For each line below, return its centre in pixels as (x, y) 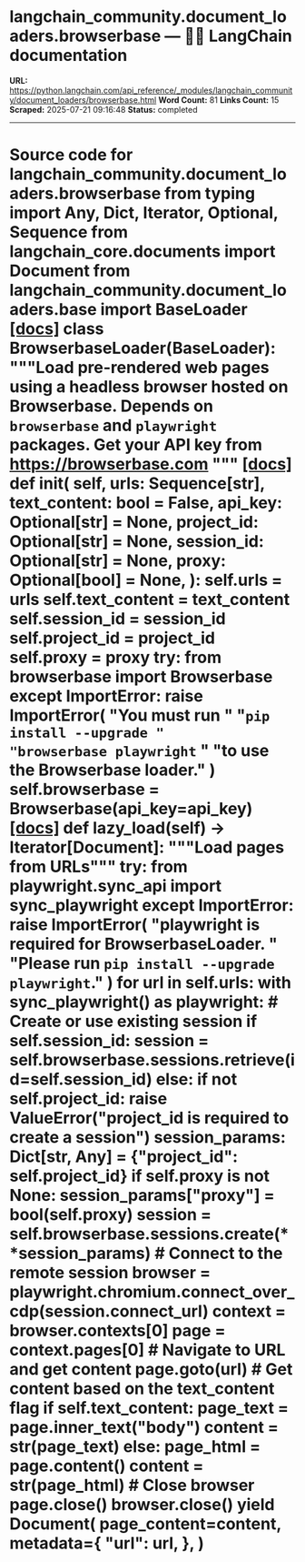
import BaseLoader (174, 310)
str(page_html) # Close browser (132, 1486)
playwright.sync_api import (116, 887)
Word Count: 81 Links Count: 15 (219, 100)
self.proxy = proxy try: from (116, 658)
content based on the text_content (142, 1389)
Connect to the (226, 1254)
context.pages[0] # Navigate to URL (148, 1350)
